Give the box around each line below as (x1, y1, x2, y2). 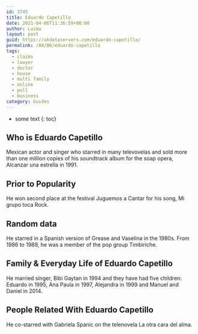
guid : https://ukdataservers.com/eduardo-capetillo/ (6, 37, 141, 43)
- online (11, 82, 34, 88)
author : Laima (6, 25, 42, 32)
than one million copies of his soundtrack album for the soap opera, (6, 155, 174, 162)
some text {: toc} (14, 115, 57, 122)
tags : (6, 48, 20, 54)
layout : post (6, 31, 39, 37)
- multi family (11, 76, 50, 82)
